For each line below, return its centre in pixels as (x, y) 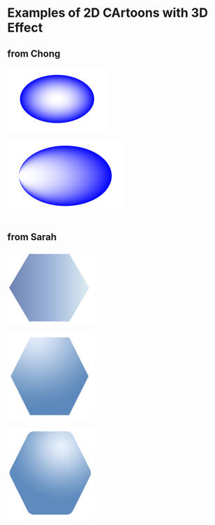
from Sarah (32, 237)
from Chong (34, 54)
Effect (25, 28)
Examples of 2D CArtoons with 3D (107, 13)
